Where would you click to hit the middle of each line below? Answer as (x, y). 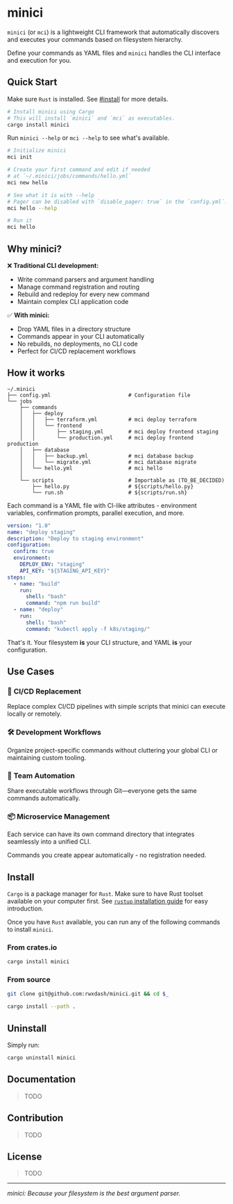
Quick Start (32, 82)
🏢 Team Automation (41, 776)
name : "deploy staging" (42, 532)
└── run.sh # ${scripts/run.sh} (110, 492)
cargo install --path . (42, 1006)
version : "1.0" (29, 525)
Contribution (35, 1118)
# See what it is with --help (51, 195)
